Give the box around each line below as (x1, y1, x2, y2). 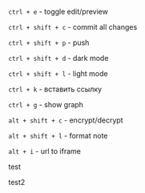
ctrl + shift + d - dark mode (8, 54, 109, 62)
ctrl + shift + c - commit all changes (8, 22, 138, 31)
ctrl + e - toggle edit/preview (8, 7, 108, 16)
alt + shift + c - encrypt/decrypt (8, 115, 123, 125)
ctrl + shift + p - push (8, 38, 90, 47)
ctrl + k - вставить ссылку (8, 84, 103, 94)
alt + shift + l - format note (8, 131, 108, 140)
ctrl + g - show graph (8, 100, 84, 109)
